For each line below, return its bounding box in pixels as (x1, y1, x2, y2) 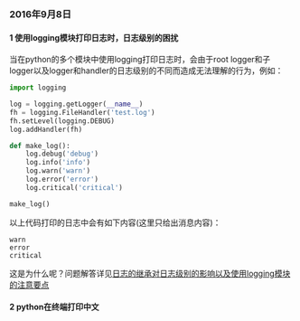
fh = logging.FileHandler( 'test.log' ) (9, 108, 155, 117)
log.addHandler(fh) (9, 125, 83, 134)
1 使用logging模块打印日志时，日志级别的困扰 (9, 32, 179, 42)
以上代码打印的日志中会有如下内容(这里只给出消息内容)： (9, 217, 221, 228)
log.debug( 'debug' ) (25, 149, 99, 159)
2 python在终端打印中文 (9, 301, 99, 313)
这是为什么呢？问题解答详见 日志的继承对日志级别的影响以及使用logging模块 (9, 268, 291, 279)
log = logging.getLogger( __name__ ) (9, 99, 144, 109)
